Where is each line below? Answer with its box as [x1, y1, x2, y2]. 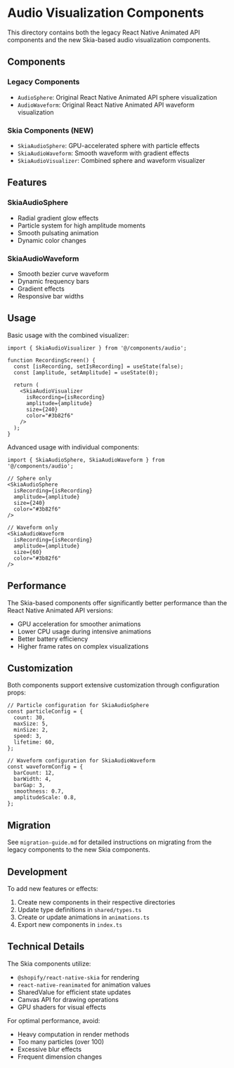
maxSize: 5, [13, 720, 49, 727]
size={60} [13, 548, 42, 555]
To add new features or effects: [7, 884, 98, 892]
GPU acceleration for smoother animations [17, 619, 141, 628]
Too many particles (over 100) [17, 1037, 104, 1046]
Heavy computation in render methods [17, 1030, 130, 1039]
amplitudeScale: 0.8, [13, 794, 77, 801]
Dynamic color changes [17, 236, 86, 244]
